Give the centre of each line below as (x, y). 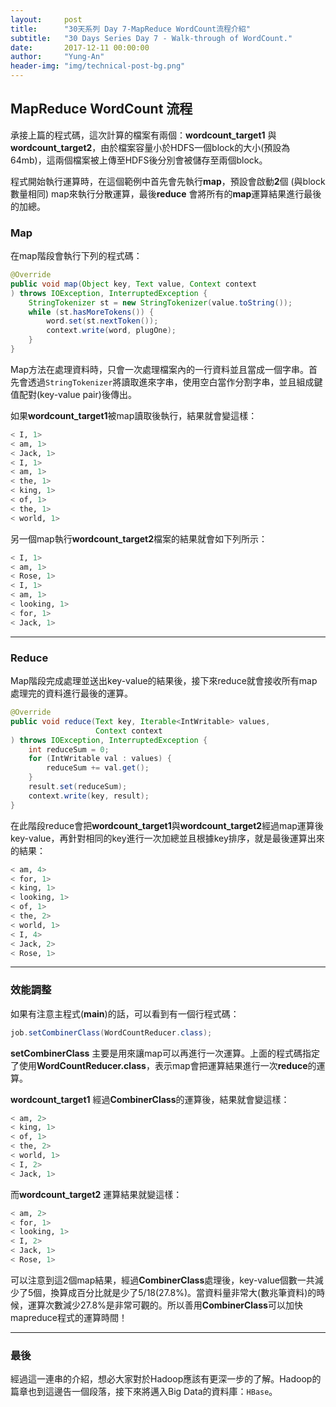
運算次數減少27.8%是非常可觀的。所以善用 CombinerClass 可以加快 (165, 1305)
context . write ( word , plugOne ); (111, 331)
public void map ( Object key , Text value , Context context (133, 284)
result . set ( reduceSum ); (78, 787)
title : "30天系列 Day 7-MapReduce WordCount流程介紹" (130, 29)
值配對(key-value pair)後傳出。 (73, 394)
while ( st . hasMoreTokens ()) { (91, 312)
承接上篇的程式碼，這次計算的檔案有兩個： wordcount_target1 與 (143, 135)
